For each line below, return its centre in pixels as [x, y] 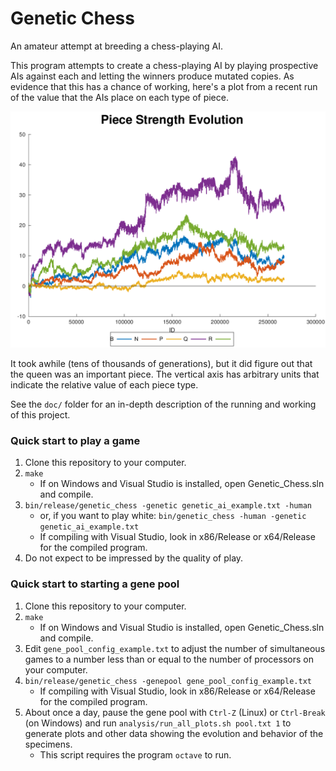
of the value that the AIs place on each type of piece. [119, 97]
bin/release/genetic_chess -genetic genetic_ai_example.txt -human [168, 506]
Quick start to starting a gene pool [95, 584]
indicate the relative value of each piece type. [104, 384]
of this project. [40, 414]
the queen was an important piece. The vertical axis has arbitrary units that [165, 374]
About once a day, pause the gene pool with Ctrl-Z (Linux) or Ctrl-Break [175, 712]
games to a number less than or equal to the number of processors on [169, 659]
